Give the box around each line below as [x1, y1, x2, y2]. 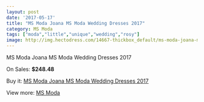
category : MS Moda [6, 25, 53, 32]
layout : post [6, 8, 39, 15]
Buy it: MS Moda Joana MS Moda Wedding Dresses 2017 [6, 77, 149, 84]
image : [6, 37, 23, 43]
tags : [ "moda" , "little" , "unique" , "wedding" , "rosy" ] [6, 32, 140, 38]
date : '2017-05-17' [6, 15, 56, 21]
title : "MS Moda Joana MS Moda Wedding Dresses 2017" [6, 20, 146, 26]
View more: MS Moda [6, 89, 61, 96]
